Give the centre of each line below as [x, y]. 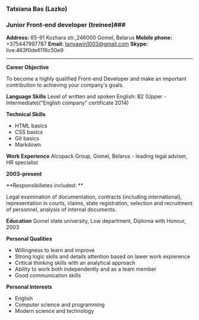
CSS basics [29, 132]
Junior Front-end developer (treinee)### [66, 24]
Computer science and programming [60, 305]
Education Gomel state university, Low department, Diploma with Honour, [96, 221]
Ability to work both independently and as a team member [86, 269]
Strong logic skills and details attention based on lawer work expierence [102, 257]
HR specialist [22, 162]
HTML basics [31, 126]
